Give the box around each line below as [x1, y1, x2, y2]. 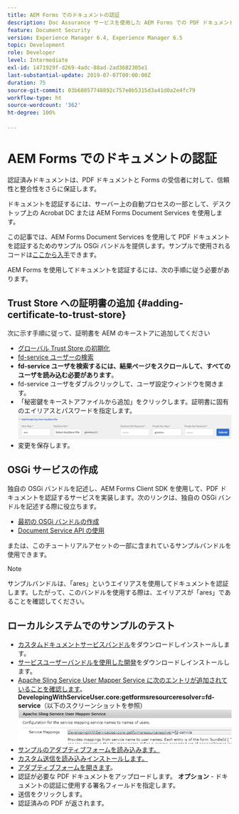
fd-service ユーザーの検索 [17, 353, 94, 361]
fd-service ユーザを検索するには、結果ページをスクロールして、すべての [17, 361, 231, 370]
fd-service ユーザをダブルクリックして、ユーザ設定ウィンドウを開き [17, 379, 218, 388]
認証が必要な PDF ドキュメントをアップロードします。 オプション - [17, 772, 214, 780]
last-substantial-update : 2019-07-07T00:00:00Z [7, 71, 152, 78]
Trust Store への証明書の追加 [7, 297, 135, 309]
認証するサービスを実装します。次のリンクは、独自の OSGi [44, 493, 217, 502]
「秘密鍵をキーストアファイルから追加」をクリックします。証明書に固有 [17, 397, 229, 406]
